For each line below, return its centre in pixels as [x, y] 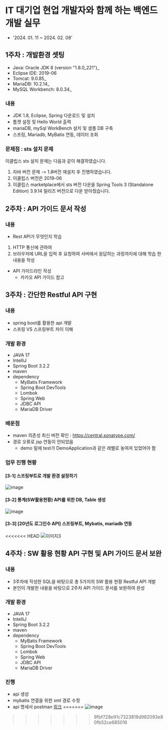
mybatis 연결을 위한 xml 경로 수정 [46, 700]
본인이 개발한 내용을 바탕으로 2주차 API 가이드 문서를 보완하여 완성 [79, 588]
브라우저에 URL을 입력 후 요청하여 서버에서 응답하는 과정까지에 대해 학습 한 [87, 254]
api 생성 [21, 694]
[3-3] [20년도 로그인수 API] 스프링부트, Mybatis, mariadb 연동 [69, 524]
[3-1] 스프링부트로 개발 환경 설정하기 [41, 476]
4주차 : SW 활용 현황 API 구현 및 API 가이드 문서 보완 [83, 554]
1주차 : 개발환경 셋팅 [35, 55]
